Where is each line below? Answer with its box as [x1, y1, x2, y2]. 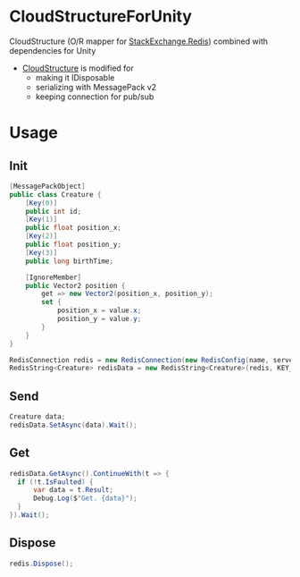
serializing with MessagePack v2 [35, 81, 157, 92]
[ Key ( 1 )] [25, 215, 58, 225]
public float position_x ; [25, 224, 122, 233]
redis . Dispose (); [9, 559, 74, 568]
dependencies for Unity [9, 45, 96, 55]
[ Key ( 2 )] [25, 232, 58, 241]
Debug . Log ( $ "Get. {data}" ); [32, 494, 138, 503]
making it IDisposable [35, 72, 115, 82]
